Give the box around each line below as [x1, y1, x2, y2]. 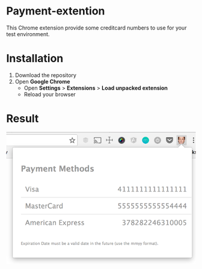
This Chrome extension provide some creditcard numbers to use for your [6, 24, 187, 31]
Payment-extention [6, 4, 105, 18]
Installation [6, 52, 64, 66]
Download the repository [14, 71, 77, 79]
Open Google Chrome [14, 78, 70, 85]
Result [6, 112, 39, 126]
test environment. [6, 30, 50, 37]
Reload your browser [23, 90, 76, 97]
